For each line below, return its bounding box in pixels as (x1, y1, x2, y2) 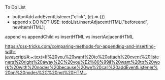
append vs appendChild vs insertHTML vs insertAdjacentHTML (5, 34, 134, 40)
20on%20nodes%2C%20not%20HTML (5, 70, 86, 76)
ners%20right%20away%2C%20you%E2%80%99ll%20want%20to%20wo (5, 59, 160, 65)
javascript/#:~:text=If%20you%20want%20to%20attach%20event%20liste (5, 54, 159, 60)
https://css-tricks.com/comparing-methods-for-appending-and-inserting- (5, 43, 156, 49)
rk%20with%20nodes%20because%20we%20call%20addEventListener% (5, 64, 158, 70)
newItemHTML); (12, 24, 45, 30)
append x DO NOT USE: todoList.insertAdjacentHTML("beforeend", (12, 19, 149, 25)
